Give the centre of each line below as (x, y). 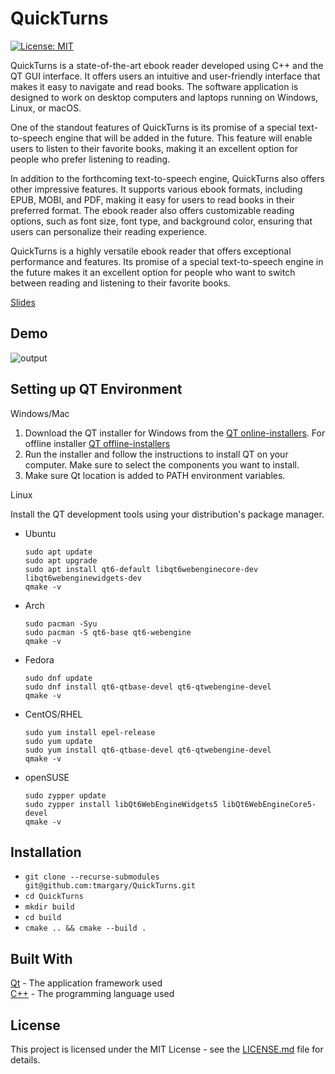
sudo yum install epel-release (90, 732)
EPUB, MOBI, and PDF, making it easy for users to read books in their (152, 199)
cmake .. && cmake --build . (85, 928)
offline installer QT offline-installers (97, 443)
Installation (46, 852)
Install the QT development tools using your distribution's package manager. (167, 514)
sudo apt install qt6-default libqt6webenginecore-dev (141, 569)
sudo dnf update (58, 678)
